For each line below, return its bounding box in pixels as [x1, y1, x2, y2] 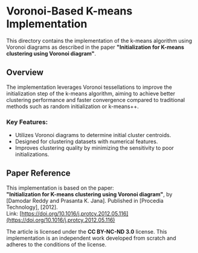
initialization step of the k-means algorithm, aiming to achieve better [6, 89, 176, 97]
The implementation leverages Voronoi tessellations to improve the [6, 83, 173, 91]
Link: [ [6, 210, 22, 217]
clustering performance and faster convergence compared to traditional [6, 96, 185, 103]
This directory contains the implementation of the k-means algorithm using [6, 37, 192, 44]
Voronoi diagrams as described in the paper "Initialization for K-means [6, 43, 185, 51]
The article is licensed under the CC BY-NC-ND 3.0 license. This [6, 228, 167, 235]
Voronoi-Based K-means [6, 4, 133, 18]
